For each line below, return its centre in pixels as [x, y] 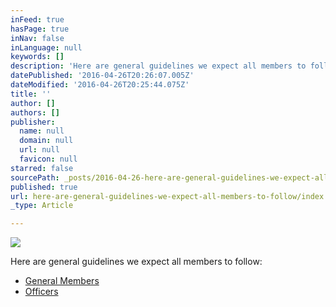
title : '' [31, 94]
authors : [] [35, 112]
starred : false [42, 168]
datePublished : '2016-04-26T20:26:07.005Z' [102, 76]
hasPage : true [40, 29]
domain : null [46, 141]
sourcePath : [35, 177]
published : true [44, 187]
